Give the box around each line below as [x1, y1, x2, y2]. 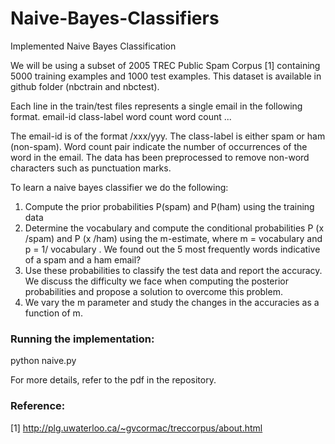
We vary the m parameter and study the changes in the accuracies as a [24, 296, 320, 308]
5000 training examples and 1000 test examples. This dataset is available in [10, 70, 322, 82]
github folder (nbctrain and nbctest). [10, 80, 160, 92]
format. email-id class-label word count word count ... [10, 110, 232, 122]
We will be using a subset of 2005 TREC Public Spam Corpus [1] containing [10, 59, 321, 71]
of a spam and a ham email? [24, 253, 142, 266]
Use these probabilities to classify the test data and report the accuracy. [24, 264, 323, 276]
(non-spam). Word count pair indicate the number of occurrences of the [10, 140, 308, 152]
